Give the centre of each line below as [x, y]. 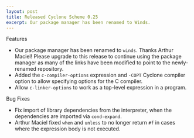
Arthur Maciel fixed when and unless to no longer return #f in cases [95, 123]
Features [17, 39]
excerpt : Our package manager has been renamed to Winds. [78, 22]
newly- [180, 63]
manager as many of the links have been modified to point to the [93, 63]
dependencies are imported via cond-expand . [68, 116]
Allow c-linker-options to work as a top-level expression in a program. [101, 88]
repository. [51, 69]
